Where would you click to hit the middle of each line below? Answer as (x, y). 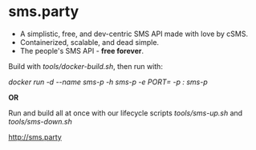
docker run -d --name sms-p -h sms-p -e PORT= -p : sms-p (108, 82)
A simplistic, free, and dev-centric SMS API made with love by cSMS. (134, 34)
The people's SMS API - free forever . (82, 51)
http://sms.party (35, 137)
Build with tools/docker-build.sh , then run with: (85, 66)
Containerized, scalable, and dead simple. (89, 42)
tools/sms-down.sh (40, 121)
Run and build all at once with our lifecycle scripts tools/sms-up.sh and (126, 113)
